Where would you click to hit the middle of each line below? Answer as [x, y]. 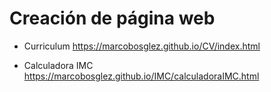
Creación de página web [112, 18]
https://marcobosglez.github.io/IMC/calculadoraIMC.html [141, 76]
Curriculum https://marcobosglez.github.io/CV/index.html [142, 46]
